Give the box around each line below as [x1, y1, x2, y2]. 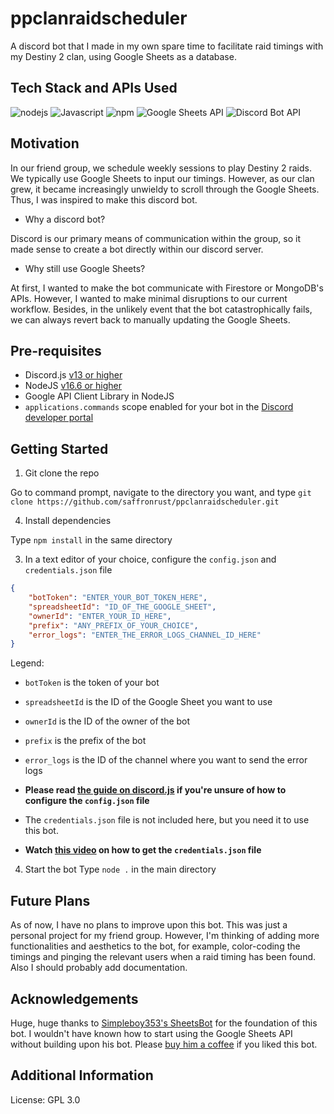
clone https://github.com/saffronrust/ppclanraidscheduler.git [10, 497, 280, 507]
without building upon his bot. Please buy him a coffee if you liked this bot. [10, 1038, 318, 1050]
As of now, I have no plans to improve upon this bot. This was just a [10, 919, 288, 931]
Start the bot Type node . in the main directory [24, 863, 217, 876]
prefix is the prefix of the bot [24, 735, 147, 747]
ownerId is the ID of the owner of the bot [24, 715, 191, 727]
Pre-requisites [10, 342, 102, 359]
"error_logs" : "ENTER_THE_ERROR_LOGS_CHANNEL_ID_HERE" [28, 630, 262, 640]
